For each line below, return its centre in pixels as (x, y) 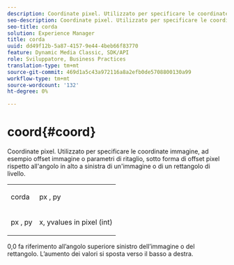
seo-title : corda (32, 26)
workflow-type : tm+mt (39, 78)
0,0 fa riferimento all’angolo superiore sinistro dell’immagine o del (101, 247)
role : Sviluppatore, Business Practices (67, 59)
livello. (16, 174)
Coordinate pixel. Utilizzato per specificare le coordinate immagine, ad (108, 151)
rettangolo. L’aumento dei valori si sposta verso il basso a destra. (100, 254)
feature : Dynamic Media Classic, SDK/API (68, 53)
